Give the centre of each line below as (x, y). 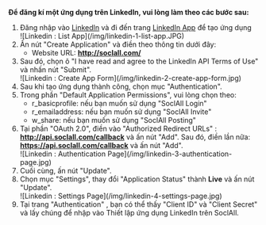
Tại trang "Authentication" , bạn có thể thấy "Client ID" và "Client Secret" (139, 204)
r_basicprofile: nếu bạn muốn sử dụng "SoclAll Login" (120, 103)
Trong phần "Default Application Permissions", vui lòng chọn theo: (128, 95)
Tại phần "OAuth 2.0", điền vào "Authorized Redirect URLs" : (118, 128)
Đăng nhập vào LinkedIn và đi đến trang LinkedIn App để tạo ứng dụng (135, 27)
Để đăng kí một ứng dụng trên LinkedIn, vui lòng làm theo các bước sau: (129, 12)
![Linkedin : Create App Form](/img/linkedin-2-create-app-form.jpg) (131, 78)
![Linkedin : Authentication (63, 154)
